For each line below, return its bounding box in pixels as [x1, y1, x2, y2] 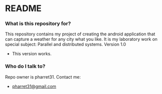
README [5, 3, 42, 14]
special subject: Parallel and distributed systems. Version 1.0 [5, 42, 126, 47]
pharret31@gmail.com [12, 83, 56, 89]
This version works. [12, 51, 52, 57]
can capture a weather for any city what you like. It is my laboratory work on [5, 36, 158, 42]
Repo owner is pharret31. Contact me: [5, 74, 81, 80]
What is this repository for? [5, 20, 72, 27]
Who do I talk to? [5, 63, 46, 70]
